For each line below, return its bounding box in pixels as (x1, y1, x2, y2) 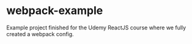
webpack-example (6, 4, 103, 18)
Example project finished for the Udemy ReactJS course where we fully (6, 24, 186, 31)
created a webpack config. (6, 30, 75, 37)
